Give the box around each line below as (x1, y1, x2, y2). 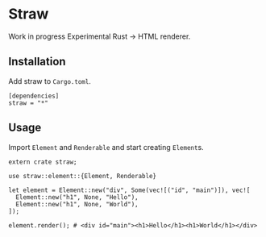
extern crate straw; (8, 158, 78, 166)
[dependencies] (8, 92, 60, 100)
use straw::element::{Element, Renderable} (8, 172, 157, 180)
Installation (8, 55, 66, 69)
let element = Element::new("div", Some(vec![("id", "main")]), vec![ (8, 186, 251, 194)
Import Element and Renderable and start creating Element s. (8, 142, 204, 152)
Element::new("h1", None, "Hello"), (15, 193, 139, 202)
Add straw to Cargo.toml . (8, 76, 91, 85)
